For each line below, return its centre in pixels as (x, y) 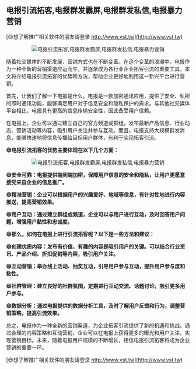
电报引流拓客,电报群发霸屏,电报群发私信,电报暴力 (94, 11)
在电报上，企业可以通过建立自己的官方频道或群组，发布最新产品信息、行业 (95, 123)
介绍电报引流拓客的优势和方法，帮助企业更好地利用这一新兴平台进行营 (100, 76)
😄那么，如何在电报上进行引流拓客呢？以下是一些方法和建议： (80, 234)
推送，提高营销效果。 (32, 202)
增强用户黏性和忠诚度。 (44, 222)
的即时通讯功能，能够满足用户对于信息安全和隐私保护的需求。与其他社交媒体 (98, 103)
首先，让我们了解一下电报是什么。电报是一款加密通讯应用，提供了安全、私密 (98, 96)
